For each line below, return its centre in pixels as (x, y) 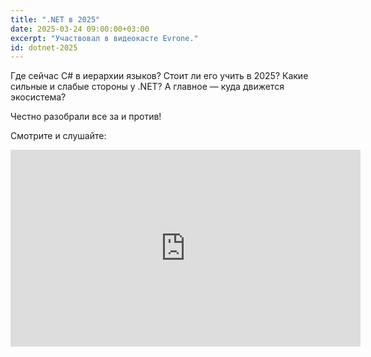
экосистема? (38, 97)
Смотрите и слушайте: (58, 136)
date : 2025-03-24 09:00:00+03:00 (80, 29)
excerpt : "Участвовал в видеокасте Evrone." (104, 38)
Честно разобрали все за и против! (86, 117)
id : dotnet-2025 (44, 47)
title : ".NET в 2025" (55, 19)
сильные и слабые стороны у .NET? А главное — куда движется (147, 87)
